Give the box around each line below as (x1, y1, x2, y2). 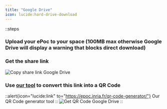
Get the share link (5, 58, 49, 65)
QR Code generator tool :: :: (5, 98, 123, 104)
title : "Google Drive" (5, 7, 52, 12)
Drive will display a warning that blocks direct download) (5, 44, 146, 51)
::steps (5, 25, 19, 31)
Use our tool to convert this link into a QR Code (5, 81, 121, 88)
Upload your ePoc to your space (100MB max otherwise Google (5, 38, 162, 45)
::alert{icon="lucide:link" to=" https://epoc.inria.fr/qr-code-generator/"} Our (5, 93, 160, 99)
